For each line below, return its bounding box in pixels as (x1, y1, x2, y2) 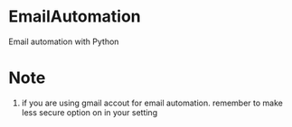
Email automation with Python (8, 36, 119, 47)
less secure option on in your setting (21, 106, 158, 118)
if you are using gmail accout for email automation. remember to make (21, 97, 284, 108)
